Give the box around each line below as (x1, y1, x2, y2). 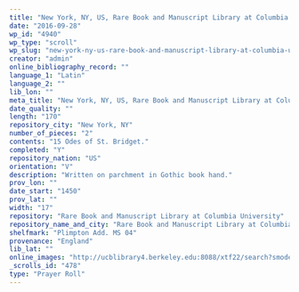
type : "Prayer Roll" (9, 270, 86, 279)
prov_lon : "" (9, 179, 58, 188)
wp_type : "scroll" (9, 37, 77, 47)
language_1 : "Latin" (9, 71, 86, 80)
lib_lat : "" (9, 245, 53, 254)
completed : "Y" (9, 145, 66, 154)
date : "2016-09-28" (9, 21, 82, 30)
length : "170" (9, 112, 62, 121)
